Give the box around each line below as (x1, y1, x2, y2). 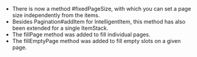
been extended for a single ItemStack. (12, 24, 109, 32)
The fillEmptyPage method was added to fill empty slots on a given (12, 38, 181, 44)
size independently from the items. (12, 12, 100, 19)
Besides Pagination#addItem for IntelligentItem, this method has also (12, 18, 186, 25)
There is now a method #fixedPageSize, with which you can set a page (12, 5, 191, 12)
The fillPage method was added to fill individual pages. (12, 31, 151, 38)
